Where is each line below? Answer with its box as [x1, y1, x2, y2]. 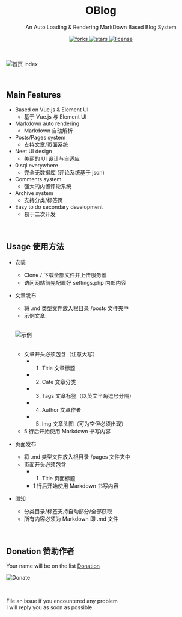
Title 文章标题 [41, 364, 76, 371]
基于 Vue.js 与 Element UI [23, 113, 87, 120]
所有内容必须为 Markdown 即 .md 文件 [23, 515, 119, 522]
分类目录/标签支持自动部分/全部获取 [23, 507, 112, 515]
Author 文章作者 [41, 406, 82, 413]
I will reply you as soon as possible [6, 604, 93, 611]
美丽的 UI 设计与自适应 [23, 155, 80, 162]
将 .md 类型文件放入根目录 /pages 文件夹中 [23, 453, 130, 460]
